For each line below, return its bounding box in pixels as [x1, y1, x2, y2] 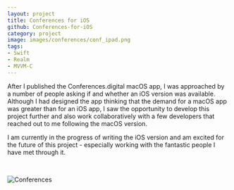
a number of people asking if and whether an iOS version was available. [7, 89, 216, 98]
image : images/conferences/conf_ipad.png [7, 37, 131, 44]
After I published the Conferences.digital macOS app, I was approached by [7, 82, 225, 90]
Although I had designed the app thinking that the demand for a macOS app [7, 96, 228, 106]
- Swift [7, 50, 30, 57]
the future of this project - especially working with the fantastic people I [7, 140, 216, 148]
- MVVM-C [7, 63, 33, 70]
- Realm [7, 56, 30, 63]
